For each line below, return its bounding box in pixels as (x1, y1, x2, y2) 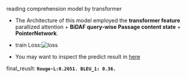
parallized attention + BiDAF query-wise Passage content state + (15, 24, 182, 30)
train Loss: (15, 42, 42, 48)
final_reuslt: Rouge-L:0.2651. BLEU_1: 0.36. (6, 65, 116, 72)
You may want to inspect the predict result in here (15, 53, 141, 60)
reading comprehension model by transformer (6, 5, 122, 12)
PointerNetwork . (15, 30, 58, 37)
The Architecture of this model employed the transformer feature (15, 17, 181, 24)
